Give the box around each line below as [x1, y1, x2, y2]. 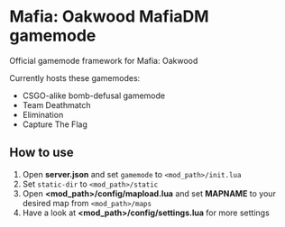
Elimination [22, 109, 64, 120]
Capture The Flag [22, 119, 87, 130]
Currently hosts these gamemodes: [9, 72, 141, 83]
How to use [9, 145, 74, 160]
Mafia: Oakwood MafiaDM [9, 6, 209, 27]
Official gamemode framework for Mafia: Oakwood [9, 55, 198, 66]
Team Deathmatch [22, 99, 92, 110]
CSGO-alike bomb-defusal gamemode [22, 90, 165, 101]
